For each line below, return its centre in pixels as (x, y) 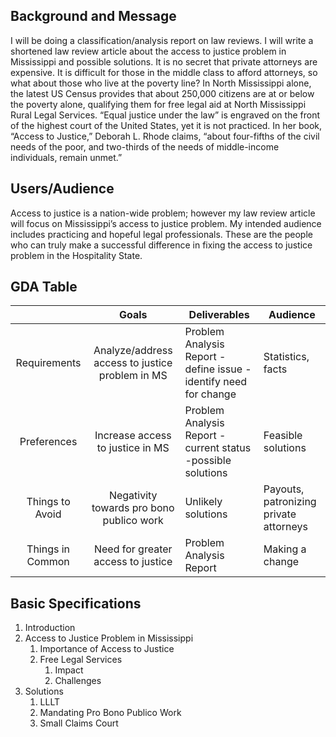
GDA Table (44, 287)
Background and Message (93, 16)
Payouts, (284, 489)
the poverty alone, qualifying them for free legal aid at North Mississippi (158, 104)
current (202, 448)
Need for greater (133, 549)
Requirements (48, 363)
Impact (69, 670)
